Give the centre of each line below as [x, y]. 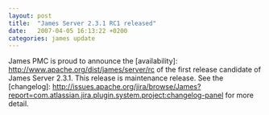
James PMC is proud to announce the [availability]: [93, 61]
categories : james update [52, 38]
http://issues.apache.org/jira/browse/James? [126, 87]
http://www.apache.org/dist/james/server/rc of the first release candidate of [135, 70]
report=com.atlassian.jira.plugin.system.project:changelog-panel [116, 95]
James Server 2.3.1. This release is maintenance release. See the [116, 78]
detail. [19, 104]
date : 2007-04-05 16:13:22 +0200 [68, 31]
